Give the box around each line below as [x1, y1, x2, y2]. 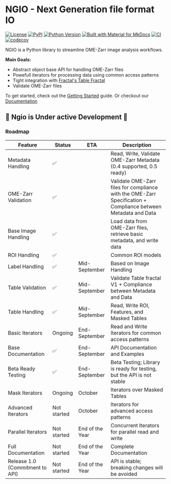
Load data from [110, 217, 148, 225]
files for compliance [110, 184, 158, 191]
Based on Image [110, 259, 150, 267]
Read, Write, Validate [110, 150, 160, 157]
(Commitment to [8, 464, 47, 471]
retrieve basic [110, 230, 144, 237]
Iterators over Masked [110, 386, 163, 393]
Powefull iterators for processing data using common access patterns [12, 71, 159, 78]
